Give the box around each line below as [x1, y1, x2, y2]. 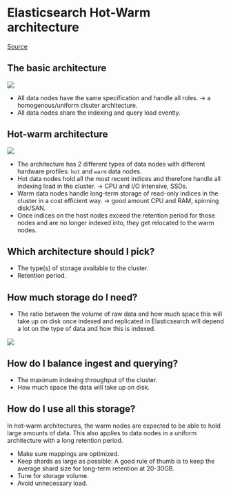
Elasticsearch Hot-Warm [7, 5, 151, 21]
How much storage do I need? [7, 292, 138, 303]
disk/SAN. [17, 204, 46, 212]
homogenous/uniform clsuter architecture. [17, 101, 138, 109]
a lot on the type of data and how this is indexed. [17, 325, 157, 333]
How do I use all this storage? [7, 403, 136, 415]
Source [7, 42, 28, 50]
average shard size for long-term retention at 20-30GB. [17, 464, 175, 473]
